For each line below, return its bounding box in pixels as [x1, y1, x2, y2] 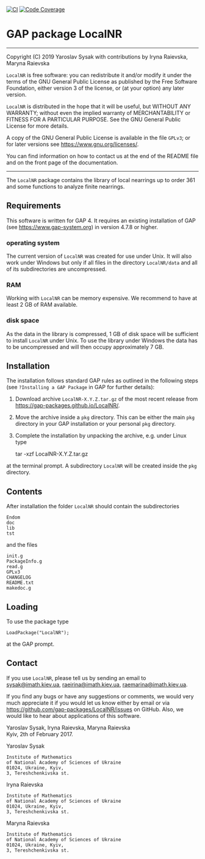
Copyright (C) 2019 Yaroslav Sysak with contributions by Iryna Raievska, [6, 53, 188, 60]
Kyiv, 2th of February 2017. [6, 730, 73, 737]
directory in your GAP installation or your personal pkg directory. [15, 420, 176, 428]
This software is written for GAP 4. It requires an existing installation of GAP [6, 217, 196, 224]
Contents [6, 486, 43, 497]
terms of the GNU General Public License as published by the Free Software [6, 78, 198, 85]
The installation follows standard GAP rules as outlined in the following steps [6, 377, 198, 384]
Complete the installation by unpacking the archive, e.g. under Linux [15, 432, 187, 439]
